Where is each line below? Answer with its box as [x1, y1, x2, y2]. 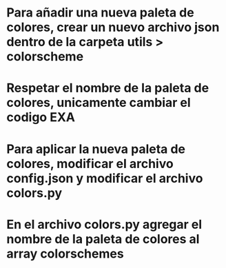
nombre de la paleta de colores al [6, 231, 200, 247]
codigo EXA [6, 110, 75, 125]
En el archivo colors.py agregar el [6, 216, 203, 232]
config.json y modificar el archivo [6, 170, 203, 186]
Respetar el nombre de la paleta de [6, 81, 209, 96]
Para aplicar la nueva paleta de [6, 141, 186, 156]
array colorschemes [6, 246, 125, 261]
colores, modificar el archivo [6, 156, 174, 172]
